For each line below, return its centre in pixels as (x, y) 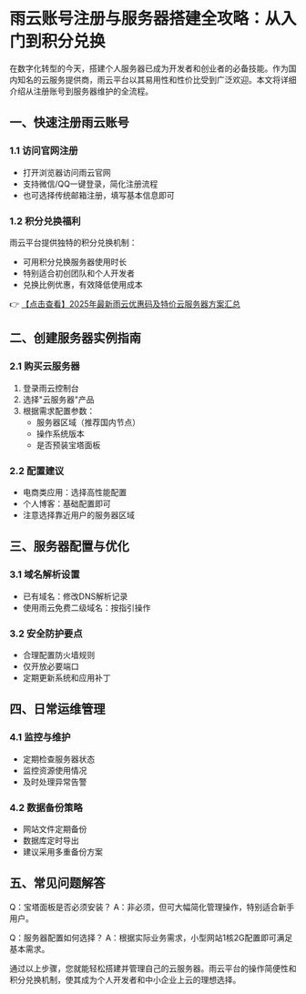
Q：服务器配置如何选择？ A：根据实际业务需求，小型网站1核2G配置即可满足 (151, 938)
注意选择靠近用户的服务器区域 (78, 514)
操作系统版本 (60, 433)
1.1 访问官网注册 (44, 151)
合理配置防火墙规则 (59, 654)
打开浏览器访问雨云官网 (66, 172)
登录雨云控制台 (51, 388)
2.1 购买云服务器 (45, 367)
